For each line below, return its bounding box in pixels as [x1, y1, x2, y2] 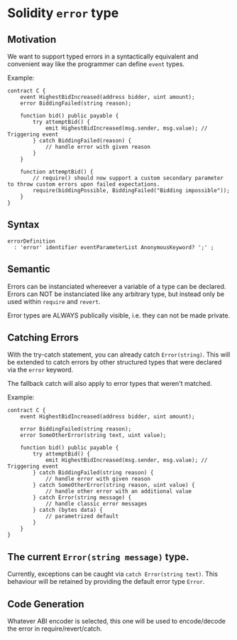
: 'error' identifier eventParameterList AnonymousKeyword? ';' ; [13, 243, 214, 251]
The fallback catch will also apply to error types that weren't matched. [7, 379, 212, 388]
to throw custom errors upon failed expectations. [7, 181, 160, 188]
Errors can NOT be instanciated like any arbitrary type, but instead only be [7, 290, 225, 298]
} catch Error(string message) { [33, 494, 132, 501]
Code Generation [7, 598, 84, 610]
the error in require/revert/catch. [7, 624, 103, 633]
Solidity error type [7, 5, 119, 21]
